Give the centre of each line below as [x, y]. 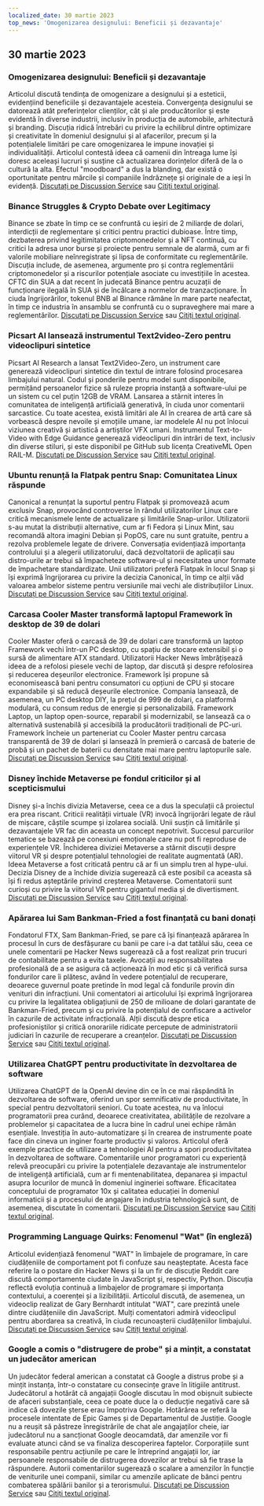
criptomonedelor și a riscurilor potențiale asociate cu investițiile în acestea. [129, 274]
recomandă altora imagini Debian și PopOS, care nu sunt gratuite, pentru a [128, 536]
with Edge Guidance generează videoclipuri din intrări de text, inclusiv [142, 438]
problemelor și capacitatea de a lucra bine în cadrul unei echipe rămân [122, 1125]
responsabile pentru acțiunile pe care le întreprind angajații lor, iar [114, 1451]
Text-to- [229, 429]
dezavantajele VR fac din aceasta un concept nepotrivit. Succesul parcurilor [131, 830]
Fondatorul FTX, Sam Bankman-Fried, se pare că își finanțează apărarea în [129, 935]
